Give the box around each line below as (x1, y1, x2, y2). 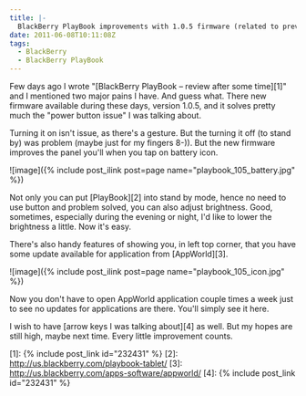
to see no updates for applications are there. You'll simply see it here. (9, 303, 270, 314)
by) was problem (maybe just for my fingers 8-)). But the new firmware (9, 138, 276, 148)
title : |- (9, 13, 47, 23)
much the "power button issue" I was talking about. (9, 110, 202, 120)
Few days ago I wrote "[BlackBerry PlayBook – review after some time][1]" (9, 81, 287, 91)
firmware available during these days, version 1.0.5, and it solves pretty (9, 100, 276, 110)
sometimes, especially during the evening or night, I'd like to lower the (9, 212, 272, 222)
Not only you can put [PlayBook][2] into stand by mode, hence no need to (9, 193, 287, 203)
